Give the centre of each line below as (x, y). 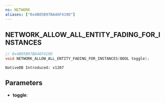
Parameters (24, 83)
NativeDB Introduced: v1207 (35, 68)
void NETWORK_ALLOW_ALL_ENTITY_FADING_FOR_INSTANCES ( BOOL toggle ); (77, 59)
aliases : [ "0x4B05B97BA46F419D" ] (40, 14)
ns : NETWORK (18, 10)
